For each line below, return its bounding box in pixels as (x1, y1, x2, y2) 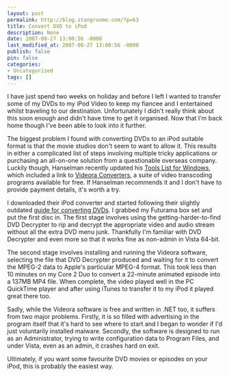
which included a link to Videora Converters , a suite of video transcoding (7, 171, 213, 179)
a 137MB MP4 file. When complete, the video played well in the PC (7, 278, 195, 286)
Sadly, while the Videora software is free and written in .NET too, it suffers (7, 305, 215, 313)
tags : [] (7, 73, 32, 81)
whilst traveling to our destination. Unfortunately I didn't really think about (7, 107, 214, 115)
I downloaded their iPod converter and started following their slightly (7, 199, 200, 207)
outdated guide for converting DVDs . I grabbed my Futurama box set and (7, 206, 213, 214)
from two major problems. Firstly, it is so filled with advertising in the (7, 313, 200, 321)
